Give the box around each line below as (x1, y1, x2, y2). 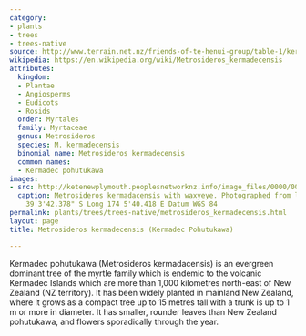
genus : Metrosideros (17, 132, 96, 141)
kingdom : (17, 73, 51, 82)
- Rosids (17, 107, 51, 116)
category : (9, 13, 47, 23)
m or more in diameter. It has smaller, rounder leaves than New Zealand (9, 306, 278, 317)
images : (9, 174, 39, 183)
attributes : (9, 65, 55, 74)
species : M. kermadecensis (17, 140, 120, 149)
